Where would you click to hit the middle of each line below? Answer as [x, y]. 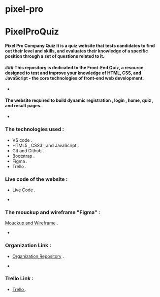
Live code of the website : [36, 179]
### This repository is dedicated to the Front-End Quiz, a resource [74, 67]
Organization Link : [28, 246]
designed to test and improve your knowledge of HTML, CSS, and [73, 73]
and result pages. [23, 105]
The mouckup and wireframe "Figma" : [53, 212]
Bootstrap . [23, 156]
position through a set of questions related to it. [55, 56]
